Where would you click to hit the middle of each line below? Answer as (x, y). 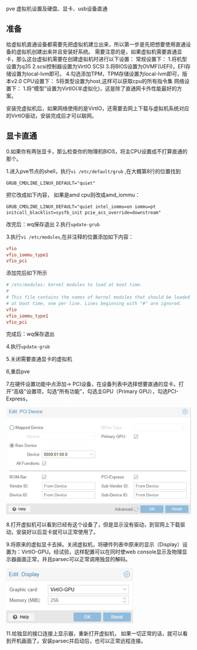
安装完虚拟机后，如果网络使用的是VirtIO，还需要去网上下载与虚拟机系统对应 (98, 108)
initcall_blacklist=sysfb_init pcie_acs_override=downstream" (84, 213)
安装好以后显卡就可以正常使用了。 (57, 532)
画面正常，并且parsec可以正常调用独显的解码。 (73, 559)
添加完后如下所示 (27, 273)
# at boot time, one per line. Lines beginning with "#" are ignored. (94, 303)
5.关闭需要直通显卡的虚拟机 (39, 359)
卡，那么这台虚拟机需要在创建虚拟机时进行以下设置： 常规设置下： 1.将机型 (97, 59)
